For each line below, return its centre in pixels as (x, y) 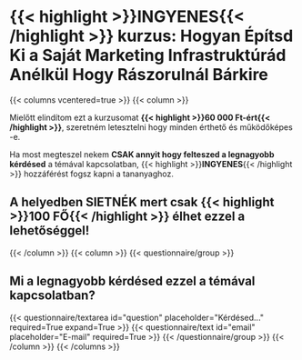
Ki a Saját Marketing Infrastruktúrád (148, 55)
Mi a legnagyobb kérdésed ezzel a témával (132, 281)
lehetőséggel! (50, 230)
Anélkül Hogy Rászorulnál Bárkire (139, 75)
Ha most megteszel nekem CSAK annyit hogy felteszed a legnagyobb (142, 154)
